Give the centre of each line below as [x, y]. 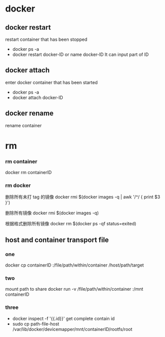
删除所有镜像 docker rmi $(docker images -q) [52, 213]
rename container [23, 125]
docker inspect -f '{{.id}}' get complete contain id [63, 318]
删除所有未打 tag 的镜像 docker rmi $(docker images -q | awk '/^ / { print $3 [83, 197]
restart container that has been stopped [46, 39]
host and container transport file [57, 240]
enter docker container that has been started [51, 82]
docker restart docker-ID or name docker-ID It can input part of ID [80, 54]
